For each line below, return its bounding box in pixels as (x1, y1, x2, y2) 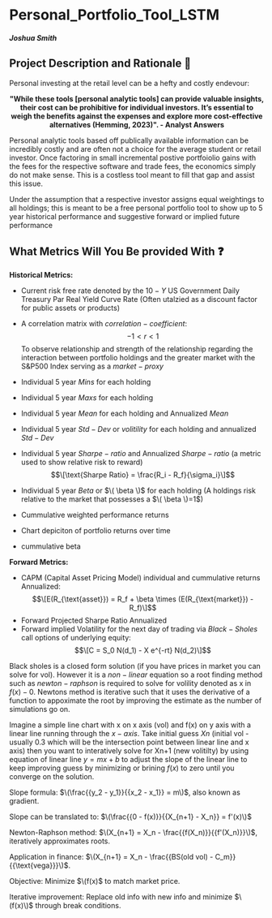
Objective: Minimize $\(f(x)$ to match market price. (9, 877, 181, 886)
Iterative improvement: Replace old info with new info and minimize (9, 892, 233, 902)
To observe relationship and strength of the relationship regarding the (20, 344, 253, 354)
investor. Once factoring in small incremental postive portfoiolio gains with (9, 153, 257, 162)
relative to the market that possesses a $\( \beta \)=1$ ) (20, 494, 204, 504)
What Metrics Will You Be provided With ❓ (9, 244, 224, 258)
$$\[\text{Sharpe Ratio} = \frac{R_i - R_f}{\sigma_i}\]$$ (50, 470, 236, 480)
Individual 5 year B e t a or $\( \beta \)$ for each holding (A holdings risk (20, 485, 256, 496)
